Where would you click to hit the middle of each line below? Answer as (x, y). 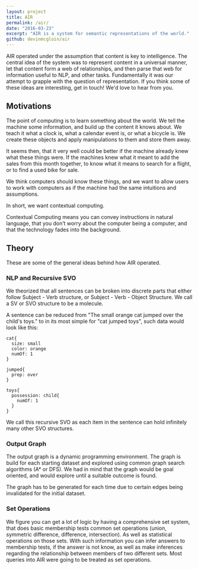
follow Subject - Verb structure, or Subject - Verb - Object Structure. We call (99, 297)
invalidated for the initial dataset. (46, 494)
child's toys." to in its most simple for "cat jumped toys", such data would (95, 321)
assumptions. (23, 194)
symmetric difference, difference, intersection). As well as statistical (89, 534)
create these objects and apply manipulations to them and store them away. (99, 139)
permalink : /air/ (28, 23)
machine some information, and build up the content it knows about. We (94, 127)
